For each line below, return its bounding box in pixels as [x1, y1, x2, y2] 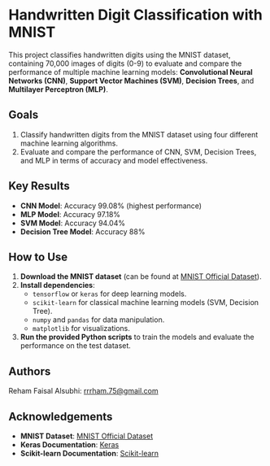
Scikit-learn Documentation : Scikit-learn [20, 449, 159, 458]
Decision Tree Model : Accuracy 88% [20, 226, 146, 237]
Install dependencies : [20, 281, 95, 290]
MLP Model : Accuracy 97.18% [20, 209, 120, 219]
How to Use [8, 250, 68, 263]
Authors [8, 364, 51, 378]
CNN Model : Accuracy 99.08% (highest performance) [20, 201, 202, 211]
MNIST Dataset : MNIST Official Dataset [20, 431, 153, 441]
